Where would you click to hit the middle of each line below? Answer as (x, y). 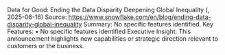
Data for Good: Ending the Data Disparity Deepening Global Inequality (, (108, 10)
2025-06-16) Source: (37, 17)
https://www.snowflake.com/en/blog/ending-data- (140, 17)
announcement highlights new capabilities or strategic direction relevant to (113, 39)
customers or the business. (46, 46)
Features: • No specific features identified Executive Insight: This (99, 31)
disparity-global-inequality (45, 24)
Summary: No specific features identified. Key (149, 24)
